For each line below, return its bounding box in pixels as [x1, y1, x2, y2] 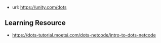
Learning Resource [5, 18, 66, 27]
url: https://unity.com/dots [12, 4, 67, 10]
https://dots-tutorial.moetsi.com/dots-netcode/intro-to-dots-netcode [12, 32, 156, 38]
